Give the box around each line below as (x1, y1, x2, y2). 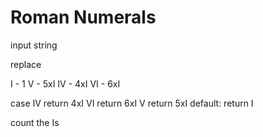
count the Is (10, 116, 60, 128)
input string (10, 39, 58, 51)
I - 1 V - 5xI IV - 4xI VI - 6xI (10, 77, 121, 90)
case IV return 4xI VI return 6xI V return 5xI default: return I (10, 97, 254, 109)
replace (10, 58, 42, 70)
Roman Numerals (10, 6, 157, 29)
